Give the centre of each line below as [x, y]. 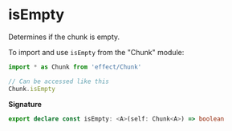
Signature [25, 104]
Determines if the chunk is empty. [64, 37]
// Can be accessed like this [59, 81]
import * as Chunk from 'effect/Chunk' [75, 67]
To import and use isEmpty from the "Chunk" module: [96, 52]
